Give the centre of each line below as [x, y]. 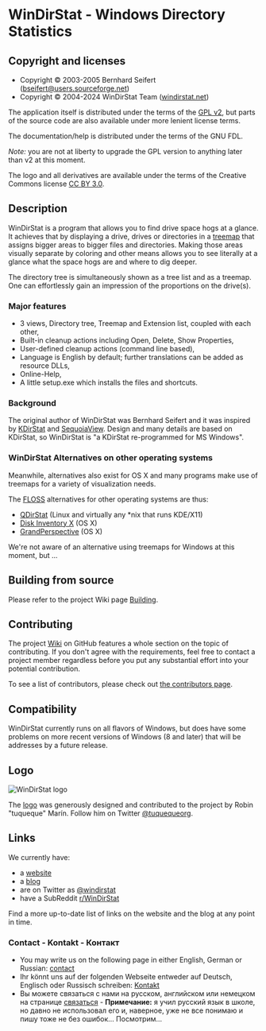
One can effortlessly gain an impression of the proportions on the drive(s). [130, 285]
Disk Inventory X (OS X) [58, 523]
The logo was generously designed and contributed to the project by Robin [131, 804]
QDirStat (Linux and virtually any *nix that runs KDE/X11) [111, 514]
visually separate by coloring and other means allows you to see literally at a [133, 253]
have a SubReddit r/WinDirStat [69, 898]
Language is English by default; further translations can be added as [131, 357]
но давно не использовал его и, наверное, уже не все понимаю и [131, 1010]
